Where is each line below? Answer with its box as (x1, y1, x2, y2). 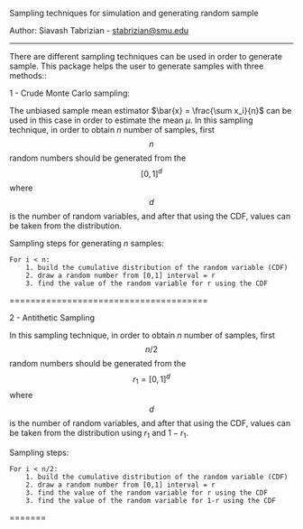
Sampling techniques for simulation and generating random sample (9, 8, 259, 18)
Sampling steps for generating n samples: (9, 237, 164, 248)
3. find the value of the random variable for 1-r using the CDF (25, 496, 277, 505)
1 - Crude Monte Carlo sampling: (9, 88, 131, 98)
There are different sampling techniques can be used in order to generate (9, 51, 282, 61)
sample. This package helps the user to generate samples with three (9, 60, 264, 71)
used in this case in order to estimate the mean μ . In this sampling (9, 115, 254, 125)
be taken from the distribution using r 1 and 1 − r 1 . (9, 428, 189, 441)
